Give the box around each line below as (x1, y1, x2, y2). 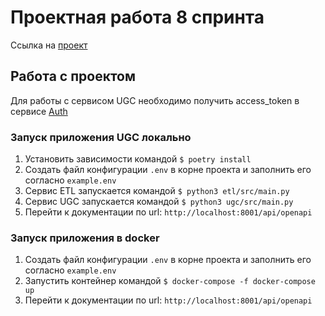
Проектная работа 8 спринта (10, 6, 265, 29)
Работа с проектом (10, 68, 137, 85)
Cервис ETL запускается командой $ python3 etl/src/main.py (24, 185, 290, 197)
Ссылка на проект (10, 39, 88, 51)
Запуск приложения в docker (10, 231, 160, 245)
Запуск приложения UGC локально (10, 130, 192, 144)
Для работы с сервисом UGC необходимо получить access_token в (10, 94, 300, 106)
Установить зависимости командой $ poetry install (24, 153, 252, 165)
